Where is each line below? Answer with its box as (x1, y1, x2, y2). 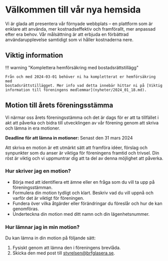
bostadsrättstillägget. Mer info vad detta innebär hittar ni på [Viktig (5, 83, 163, 88)
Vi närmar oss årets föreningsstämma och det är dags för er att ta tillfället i (5, 114, 159, 120)
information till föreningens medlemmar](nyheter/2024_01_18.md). (5, 87, 147, 92)
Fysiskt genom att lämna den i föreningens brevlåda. (12, 245, 121, 251)
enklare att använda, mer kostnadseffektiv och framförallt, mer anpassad (5, 26, 155, 32)
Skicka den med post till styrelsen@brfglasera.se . (12, 250, 115, 256)
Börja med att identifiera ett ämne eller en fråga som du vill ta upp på (12, 179, 155, 185)
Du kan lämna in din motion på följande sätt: (5, 235, 96, 241)
